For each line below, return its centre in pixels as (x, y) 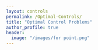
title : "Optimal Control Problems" (49, 22)
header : (15, 33)
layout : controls (27, 11)
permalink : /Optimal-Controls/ (44, 17)
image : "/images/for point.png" (51, 38)
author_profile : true (32, 27)
